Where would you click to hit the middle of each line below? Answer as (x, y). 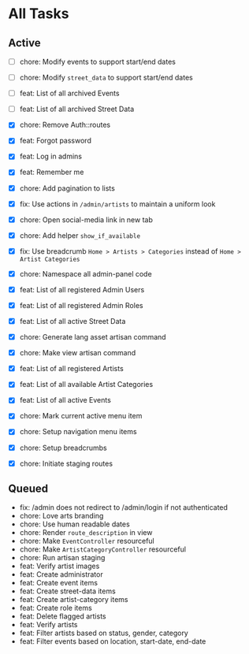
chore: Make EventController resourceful (87, 541)
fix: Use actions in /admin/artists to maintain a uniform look (117, 204)
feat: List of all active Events (65, 400)
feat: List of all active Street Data (72, 321)
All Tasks (39, 14)
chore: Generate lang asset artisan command (93, 337)
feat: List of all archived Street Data (77, 109)
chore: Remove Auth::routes (65, 125)
